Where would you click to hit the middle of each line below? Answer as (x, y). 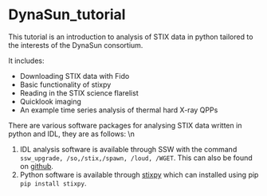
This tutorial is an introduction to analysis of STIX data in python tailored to (131, 37)
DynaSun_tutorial (67, 15)
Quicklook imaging (51, 101)
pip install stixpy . (53, 183)
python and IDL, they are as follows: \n (72, 134)
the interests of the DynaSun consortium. (76, 45)
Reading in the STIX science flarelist (79, 92)
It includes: (26, 61)
